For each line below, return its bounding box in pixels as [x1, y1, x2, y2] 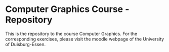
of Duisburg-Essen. [5, 41, 46, 47]
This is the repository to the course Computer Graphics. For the [5, 30, 138, 36]
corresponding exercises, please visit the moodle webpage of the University [5, 36, 164, 42]
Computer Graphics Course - [5, 3, 130, 15]
